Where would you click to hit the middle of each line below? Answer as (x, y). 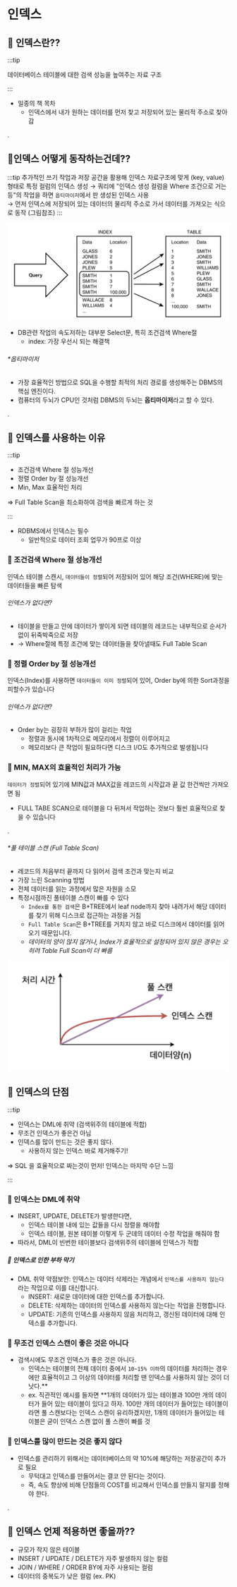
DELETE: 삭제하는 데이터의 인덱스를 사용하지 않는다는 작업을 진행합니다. (127, 1305)
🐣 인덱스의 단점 (38, 1092)
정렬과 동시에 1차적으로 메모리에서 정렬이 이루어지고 (99, 738)
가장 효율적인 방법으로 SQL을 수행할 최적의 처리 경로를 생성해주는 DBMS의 (120, 382)
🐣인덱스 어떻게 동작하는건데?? (69, 159)
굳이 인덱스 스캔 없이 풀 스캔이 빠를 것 (98, 1421)
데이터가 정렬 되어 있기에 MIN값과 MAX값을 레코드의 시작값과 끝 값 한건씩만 (109, 784)
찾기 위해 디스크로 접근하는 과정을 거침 (89, 915)
